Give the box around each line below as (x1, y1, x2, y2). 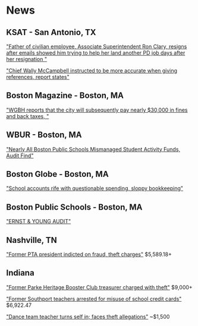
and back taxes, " (6, 112, 49, 119)
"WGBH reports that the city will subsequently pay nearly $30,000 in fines (6, 106, 188, 113)
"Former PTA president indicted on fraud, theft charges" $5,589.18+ (6, 251, 172, 258)
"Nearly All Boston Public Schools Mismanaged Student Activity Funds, (6, 145, 180, 153)
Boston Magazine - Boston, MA (6, 90, 124, 101)
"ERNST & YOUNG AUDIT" (6, 218, 71, 225)
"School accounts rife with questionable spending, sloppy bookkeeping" (6, 185, 183, 192)
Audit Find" (6, 152, 34, 159)
